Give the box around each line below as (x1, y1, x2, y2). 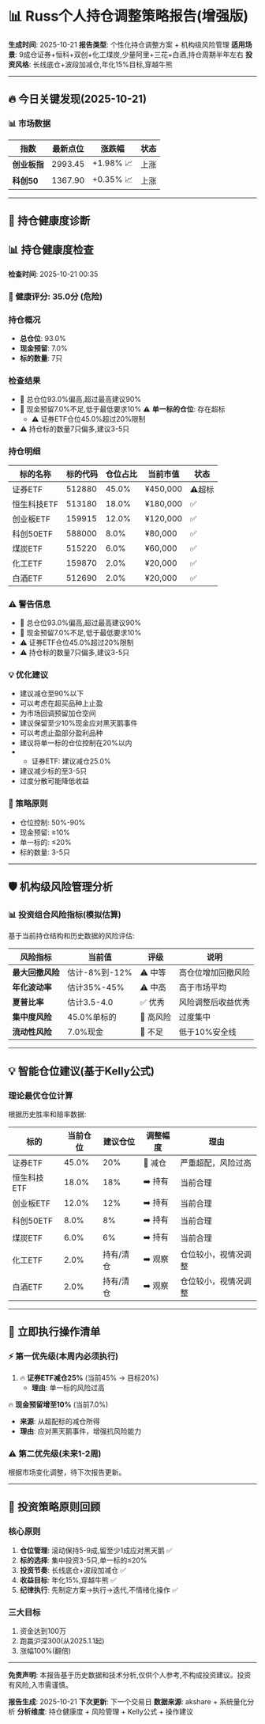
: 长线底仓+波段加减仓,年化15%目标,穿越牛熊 (28, 59, 174, 69)
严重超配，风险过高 (180, 1157, 252, 1168)
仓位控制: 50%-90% (19, 817, 86, 827)
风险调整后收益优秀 (178, 997, 251, 1008)
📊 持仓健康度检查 (8, 243, 95, 257)
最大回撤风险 (12, 967, 61, 978)
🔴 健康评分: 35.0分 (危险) (8, 290, 103, 301)
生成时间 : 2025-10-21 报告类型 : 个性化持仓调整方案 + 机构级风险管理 (8, 40, 230, 49)
